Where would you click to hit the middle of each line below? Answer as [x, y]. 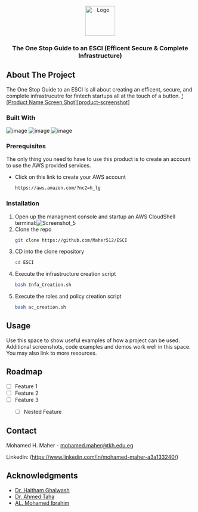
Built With [21, 117]
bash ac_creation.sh [40, 307]
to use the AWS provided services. [49, 166]
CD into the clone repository [49, 252]
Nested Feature [43, 412]
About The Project [41, 75]
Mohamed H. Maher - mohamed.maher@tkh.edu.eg [70, 445]
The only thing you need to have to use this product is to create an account [98, 159]
